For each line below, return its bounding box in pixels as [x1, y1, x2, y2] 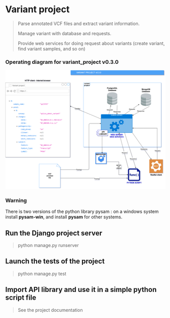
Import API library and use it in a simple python [5, 285, 157, 294]
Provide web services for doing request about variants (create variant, [17, 40, 165, 46]
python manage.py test [17, 271, 67, 277]
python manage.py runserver [17, 242, 79, 248]
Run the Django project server [5, 229, 103, 237]
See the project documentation [17, 307, 83, 313]
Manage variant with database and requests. [17, 30, 111, 36]
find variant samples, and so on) [17, 45, 86, 52]
